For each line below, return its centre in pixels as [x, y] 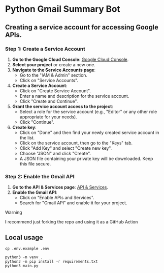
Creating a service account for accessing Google [82, 27]
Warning [14, 213]
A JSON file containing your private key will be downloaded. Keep [86, 159]
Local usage [24, 237]
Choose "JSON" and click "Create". [55, 153]
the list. [27, 137]
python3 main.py [22, 266]
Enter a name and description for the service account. [74, 96]
